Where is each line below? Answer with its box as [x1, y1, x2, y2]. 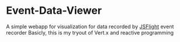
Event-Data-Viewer [6, 4, 102, 17]
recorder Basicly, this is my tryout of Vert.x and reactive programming [6, 29, 174, 36]
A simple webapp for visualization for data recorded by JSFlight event [6, 23, 174, 30]
